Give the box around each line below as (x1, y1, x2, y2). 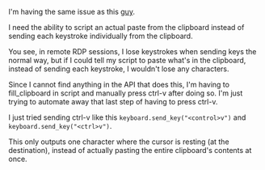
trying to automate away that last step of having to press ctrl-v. (8, 97, 218, 106)
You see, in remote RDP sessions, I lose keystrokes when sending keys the (8, 47, 257, 56)
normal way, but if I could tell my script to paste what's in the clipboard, (8, 56, 246, 65)
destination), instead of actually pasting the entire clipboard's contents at (8, 146, 252, 155)
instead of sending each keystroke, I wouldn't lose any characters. (8, 64, 229, 74)
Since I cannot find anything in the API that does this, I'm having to (8, 80, 230, 89)
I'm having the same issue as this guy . (8, 7, 136, 16)
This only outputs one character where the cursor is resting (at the (8, 137, 229, 147)
